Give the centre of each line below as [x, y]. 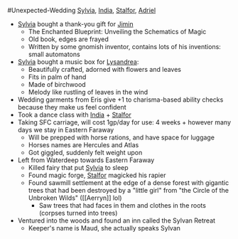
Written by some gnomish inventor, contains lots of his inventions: [125, 47]
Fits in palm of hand [57, 77]
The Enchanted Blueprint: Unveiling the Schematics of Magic [117, 32]
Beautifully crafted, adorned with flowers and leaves [104, 69]
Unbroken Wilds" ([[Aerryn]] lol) [75, 198]
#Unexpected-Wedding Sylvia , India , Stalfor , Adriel [82, 10]
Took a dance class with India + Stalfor [74, 115]
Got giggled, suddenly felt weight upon [85, 153]
